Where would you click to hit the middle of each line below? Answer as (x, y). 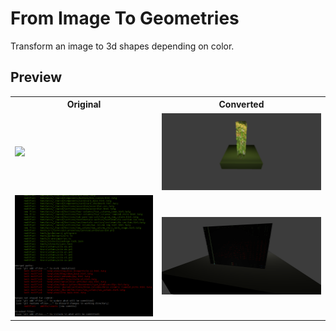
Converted (241, 104)
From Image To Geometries (125, 18)
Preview (36, 77)
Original (84, 104)
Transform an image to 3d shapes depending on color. (122, 46)
